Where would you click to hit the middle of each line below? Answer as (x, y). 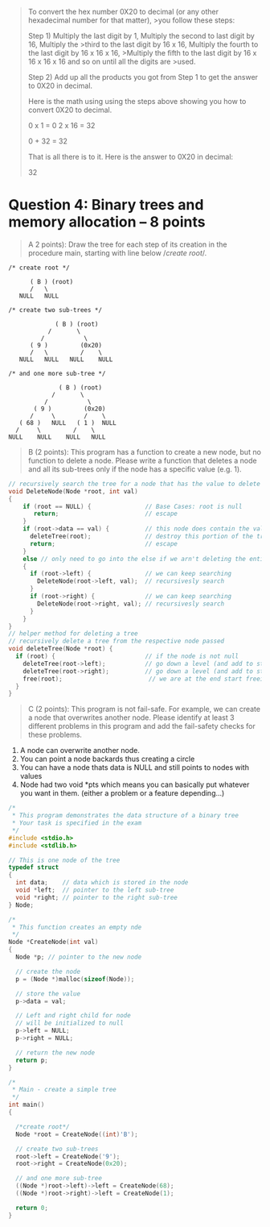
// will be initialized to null (70, 1023)
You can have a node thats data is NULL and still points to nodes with (134, 767)
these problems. (55, 735)
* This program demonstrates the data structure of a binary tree (125, 816)
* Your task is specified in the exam (77, 823)
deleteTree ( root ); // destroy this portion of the (141, 537)
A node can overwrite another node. (80, 751)
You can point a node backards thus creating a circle (107, 759)
